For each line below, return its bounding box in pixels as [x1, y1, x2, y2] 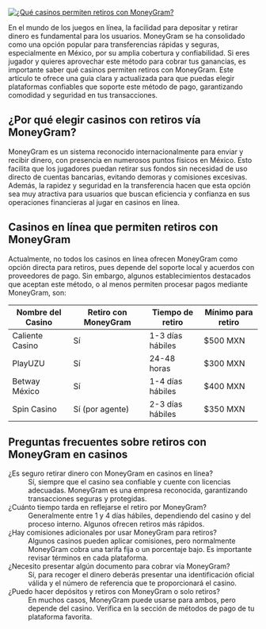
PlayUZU [12, 357, 45, 369]
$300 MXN [203, 357, 245, 369]
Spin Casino [12, 403, 57, 415]
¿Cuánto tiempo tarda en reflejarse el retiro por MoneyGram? [8, 503, 207, 512]
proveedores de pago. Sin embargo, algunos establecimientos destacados [8, 271, 251, 280]
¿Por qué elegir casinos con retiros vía [8, 114, 201, 127]
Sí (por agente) [73, 403, 130, 415]
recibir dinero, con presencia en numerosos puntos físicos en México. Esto [8, 155, 253, 164]
